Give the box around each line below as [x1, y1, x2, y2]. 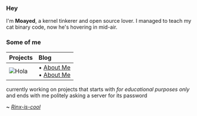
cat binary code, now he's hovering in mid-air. [6, 23, 118, 30]
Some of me [6, 38, 41, 46]
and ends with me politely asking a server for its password [6, 92, 148, 99]
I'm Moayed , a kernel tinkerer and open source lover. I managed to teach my [6, 18, 192, 25]
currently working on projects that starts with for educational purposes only [6, 86, 190, 93]
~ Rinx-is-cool [6, 103, 41, 110]
